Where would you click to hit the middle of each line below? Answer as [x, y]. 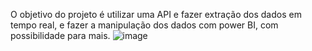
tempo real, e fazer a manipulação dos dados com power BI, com [144, 25]
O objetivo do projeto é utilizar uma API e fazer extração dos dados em [156, 14]
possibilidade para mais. [60, 35]
